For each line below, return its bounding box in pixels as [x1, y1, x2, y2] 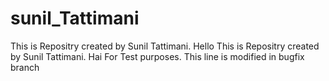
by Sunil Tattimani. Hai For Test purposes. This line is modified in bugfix [10, 50, 305, 62]
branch [10, 61, 40, 73]
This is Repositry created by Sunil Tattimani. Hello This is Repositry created [10, 40, 320, 52]
